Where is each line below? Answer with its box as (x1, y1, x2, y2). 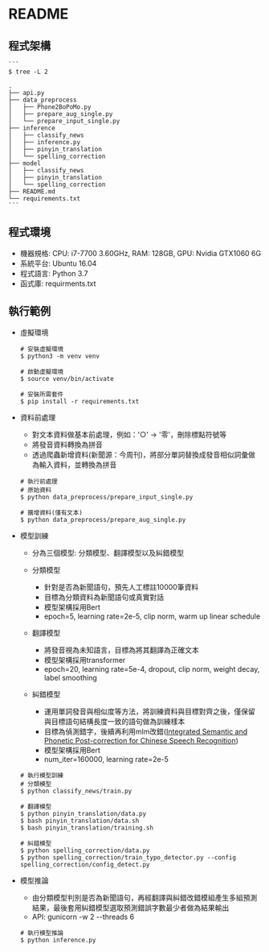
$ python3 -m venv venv (19, 352, 100, 360)
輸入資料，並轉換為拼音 (39, 460, 117, 470)
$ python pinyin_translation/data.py (19, 809, 147, 817)
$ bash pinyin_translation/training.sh (19, 823, 154, 832)
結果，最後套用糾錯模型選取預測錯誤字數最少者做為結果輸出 (31, 903, 230, 913)
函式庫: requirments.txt (19, 279, 96, 288)
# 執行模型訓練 (19, 771, 64, 780)
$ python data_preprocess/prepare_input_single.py (19, 493, 194, 501)
